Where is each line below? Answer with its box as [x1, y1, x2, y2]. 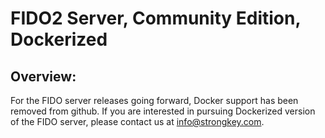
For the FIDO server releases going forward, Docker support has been [10, 95, 299, 106]
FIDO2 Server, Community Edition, [10, 7, 301, 30]
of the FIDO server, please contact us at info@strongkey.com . [10, 116, 265, 127]
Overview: [10, 68, 77, 85]
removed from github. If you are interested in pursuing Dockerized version [10, 105, 316, 117]
